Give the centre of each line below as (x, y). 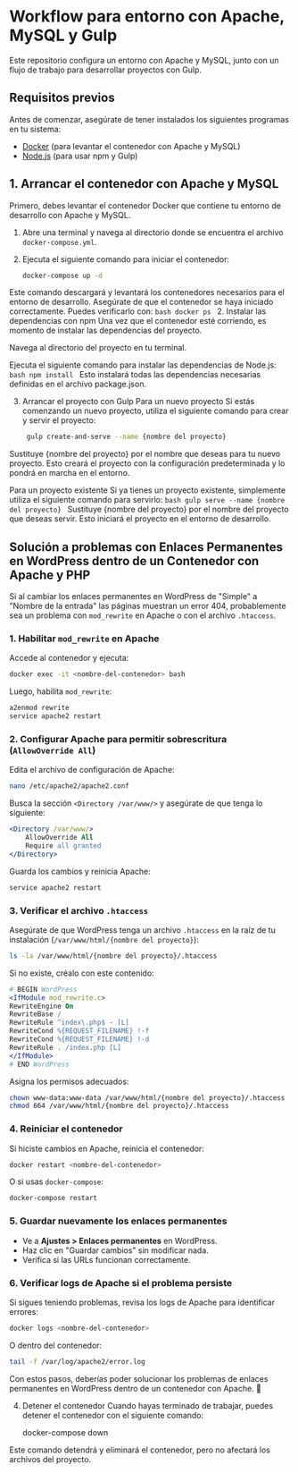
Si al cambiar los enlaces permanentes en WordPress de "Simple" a (133, 597)
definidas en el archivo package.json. (78, 384)
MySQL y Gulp (63, 35)
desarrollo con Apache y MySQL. (70, 215)
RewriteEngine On (41, 1006)
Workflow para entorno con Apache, (147, 17)
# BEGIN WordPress (43, 989)
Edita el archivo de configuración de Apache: (92, 770)
